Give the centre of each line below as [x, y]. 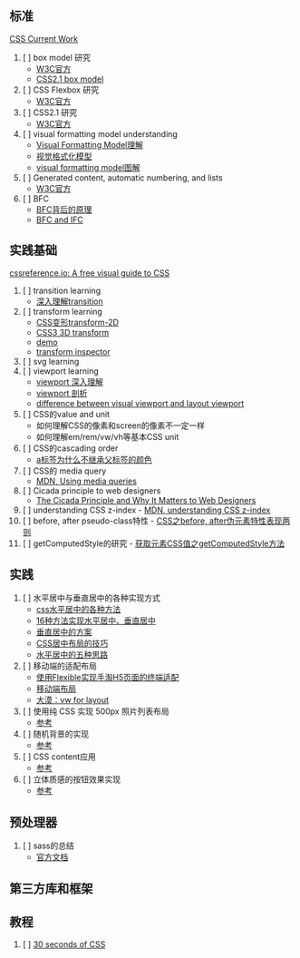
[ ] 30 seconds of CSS [64, 944]
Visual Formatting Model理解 [89, 144]
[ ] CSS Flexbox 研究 [61, 90]
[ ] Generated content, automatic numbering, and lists [123, 177]
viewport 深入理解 [70, 381]
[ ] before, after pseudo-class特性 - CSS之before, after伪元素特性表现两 [156, 521]
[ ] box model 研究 [56, 57]
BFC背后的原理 [64, 209]
